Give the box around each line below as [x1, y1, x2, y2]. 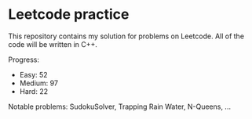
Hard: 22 [19, 86, 49, 96]
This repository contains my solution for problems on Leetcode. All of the [8, 31, 245, 41]
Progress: [8, 55, 39, 64]
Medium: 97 [19, 78, 59, 88]
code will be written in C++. [8, 39, 98, 49]
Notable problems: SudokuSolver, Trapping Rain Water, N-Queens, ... [8, 102, 232, 111]
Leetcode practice [8, 5, 130, 23]
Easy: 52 [19, 70, 49, 79]
